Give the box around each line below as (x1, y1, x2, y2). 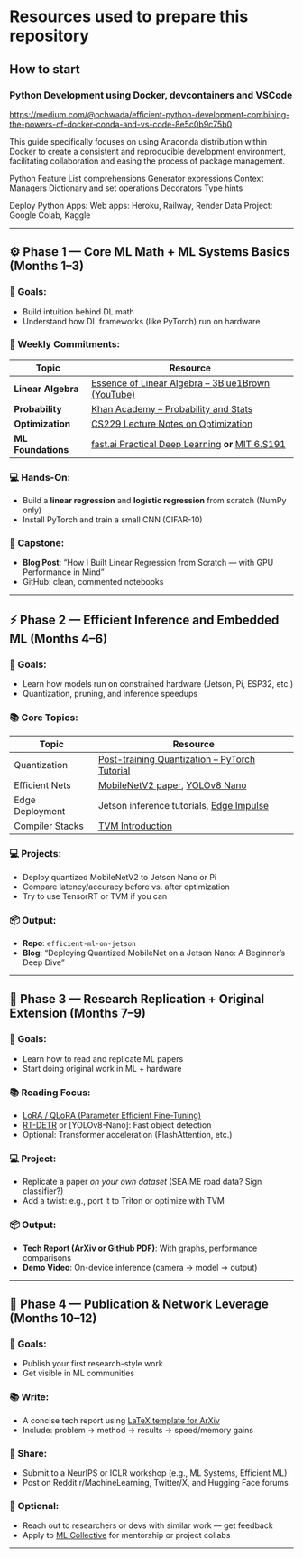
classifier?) (22, 1186, 64, 1197)
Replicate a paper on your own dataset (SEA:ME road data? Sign (22, 1177, 262, 1187)
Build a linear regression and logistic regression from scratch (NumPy (22, 495, 287, 506)
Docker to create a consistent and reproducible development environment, (9, 145, 287, 156)
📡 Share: (9, 1447, 48, 1459)
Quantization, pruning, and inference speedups (22, 689, 198, 699)
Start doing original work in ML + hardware (22, 1063, 182, 1074)
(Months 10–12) (9, 1310, 97, 1326)
